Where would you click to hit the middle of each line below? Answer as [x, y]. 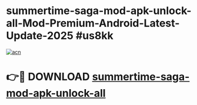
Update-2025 [40, 36]
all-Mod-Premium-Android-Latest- [93, 23]
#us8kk [94, 36]
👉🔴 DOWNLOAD [48, 77]
